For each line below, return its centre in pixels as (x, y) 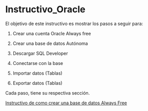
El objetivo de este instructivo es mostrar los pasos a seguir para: (74, 24)
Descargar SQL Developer (40, 53)
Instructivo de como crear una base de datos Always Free (66, 103)
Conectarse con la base (38, 63)
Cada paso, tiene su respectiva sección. (48, 93)
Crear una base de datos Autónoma (50, 43)
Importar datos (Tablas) (37, 73)
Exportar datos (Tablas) (37, 83)
